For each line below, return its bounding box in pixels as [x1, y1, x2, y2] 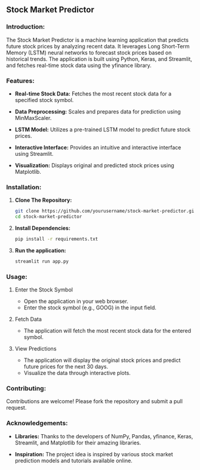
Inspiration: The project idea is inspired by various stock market [14, 450, 173, 457]
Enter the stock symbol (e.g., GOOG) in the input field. [23, 304, 157, 311]
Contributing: [6, 385, 47, 392]
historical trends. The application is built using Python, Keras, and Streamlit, [6, 55, 192, 62]
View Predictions [14, 345, 57, 352]
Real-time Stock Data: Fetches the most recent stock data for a [14, 90, 172, 97]
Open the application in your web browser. [23, 298, 128, 305]
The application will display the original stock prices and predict [23, 357, 181, 364]
